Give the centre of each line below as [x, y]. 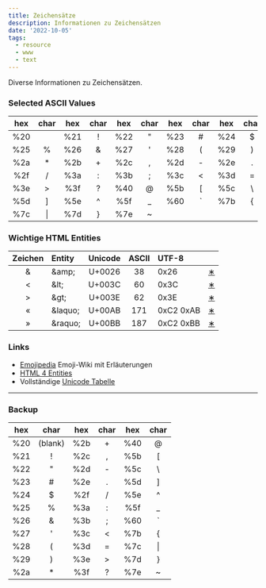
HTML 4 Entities [46, 373]
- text [26, 60]
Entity [63, 259]
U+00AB [104, 310]
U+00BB [104, 324]
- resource [33, 45]
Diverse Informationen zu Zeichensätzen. [75, 82]
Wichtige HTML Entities [55, 238]
